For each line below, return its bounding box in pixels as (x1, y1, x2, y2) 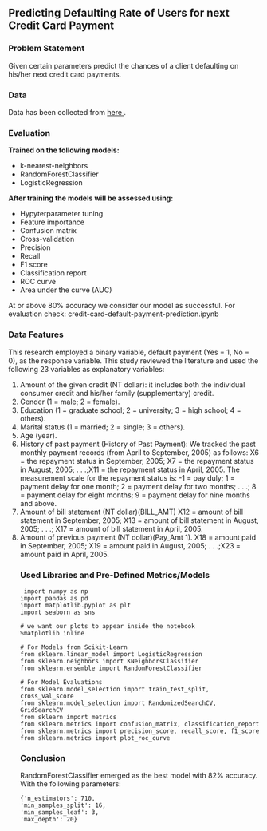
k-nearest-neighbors (19, 161, 88, 171)
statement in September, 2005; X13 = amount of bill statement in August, (19, 515, 259, 525)
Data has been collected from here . (8, 107, 126, 117)
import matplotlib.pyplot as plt (19, 601, 132, 609)
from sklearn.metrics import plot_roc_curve (19, 734, 171, 742)
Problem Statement (8, 43, 85, 54)
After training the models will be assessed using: (8, 193, 174, 203)
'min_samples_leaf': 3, (19, 809, 100, 817)
